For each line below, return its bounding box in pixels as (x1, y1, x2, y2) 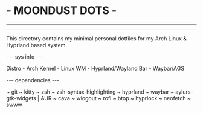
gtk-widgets (6, 94, 36, 102)
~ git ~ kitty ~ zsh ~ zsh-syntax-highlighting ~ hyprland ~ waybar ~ (6, 88, 175, 95)
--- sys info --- (6, 53, 43, 60)
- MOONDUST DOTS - (6, 4, 117, 18)
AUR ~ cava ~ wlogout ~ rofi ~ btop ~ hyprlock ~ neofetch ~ (40, 94, 192, 102)
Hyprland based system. (6, 41, 68, 48)
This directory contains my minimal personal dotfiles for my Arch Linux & (6, 34, 187, 42)
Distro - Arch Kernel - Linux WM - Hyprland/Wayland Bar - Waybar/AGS (6, 65, 185, 72)
